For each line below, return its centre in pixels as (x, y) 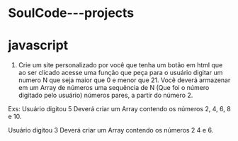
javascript (38, 46)
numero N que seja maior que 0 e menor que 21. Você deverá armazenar (124, 80)
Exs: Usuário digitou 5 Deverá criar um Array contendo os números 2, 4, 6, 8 (119, 109)
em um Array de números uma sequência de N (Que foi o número (114, 88)
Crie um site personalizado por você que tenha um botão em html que (120, 65)
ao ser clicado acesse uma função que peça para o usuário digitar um (120, 73)
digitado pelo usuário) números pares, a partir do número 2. (106, 95)
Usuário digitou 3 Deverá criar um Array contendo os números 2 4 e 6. (111, 130)
